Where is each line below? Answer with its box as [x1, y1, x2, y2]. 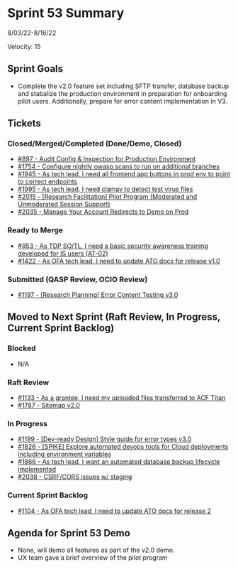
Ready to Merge [7, 225, 64, 235]
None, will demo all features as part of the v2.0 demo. [17, 546, 175, 555]
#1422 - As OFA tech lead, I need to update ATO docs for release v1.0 [17, 256, 221, 265]
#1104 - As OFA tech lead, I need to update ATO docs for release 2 [17, 506, 212, 515]
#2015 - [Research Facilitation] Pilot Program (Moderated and [17, 193, 198, 201]
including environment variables [17, 450, 112, 459]
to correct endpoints [17, 178, 78, 186]
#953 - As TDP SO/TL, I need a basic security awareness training [17, 242, 209, 250]
